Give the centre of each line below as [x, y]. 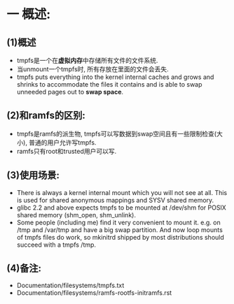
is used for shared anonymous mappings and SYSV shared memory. [115, 200]
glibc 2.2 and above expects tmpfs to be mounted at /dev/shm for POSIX [122, 208]
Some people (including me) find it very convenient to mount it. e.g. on [119, 222]
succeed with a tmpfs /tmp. [56, 245]
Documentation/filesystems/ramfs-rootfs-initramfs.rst [94, 293]
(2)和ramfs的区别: [46, 116]
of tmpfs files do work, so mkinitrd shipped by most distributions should [121, 237]
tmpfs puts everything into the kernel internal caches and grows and [115, 77]
